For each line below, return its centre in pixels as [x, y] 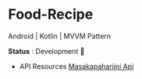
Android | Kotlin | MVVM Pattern [60, 36]
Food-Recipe [51, 14]
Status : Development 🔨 [46, 51]
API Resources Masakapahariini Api [76, 66]
